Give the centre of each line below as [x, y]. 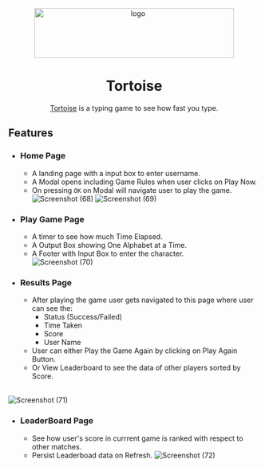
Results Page [45, 282]
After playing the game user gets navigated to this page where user [142, 300]
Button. [44, 359]
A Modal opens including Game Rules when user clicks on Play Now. [144, 182]
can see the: [52, 308]
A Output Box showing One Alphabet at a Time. [109, 245]
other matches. [57, 446]
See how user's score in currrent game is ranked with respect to [137, 438]
